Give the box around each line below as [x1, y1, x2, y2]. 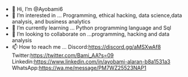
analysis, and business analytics [11, 18, 90, 25]
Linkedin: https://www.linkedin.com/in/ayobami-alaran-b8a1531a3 [11, 58, 170, 65]
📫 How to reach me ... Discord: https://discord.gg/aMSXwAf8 [11, 43, 161, 50]
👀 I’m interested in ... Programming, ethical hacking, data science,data [11, 12, 182, 19]
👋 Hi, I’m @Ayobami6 [11, 6, 63, 12]
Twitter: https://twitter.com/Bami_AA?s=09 [11, 52, 114, 59]
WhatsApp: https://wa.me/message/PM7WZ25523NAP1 [11, 65, 147, 71]
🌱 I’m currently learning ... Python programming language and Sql [11, 24, 171, 31]
